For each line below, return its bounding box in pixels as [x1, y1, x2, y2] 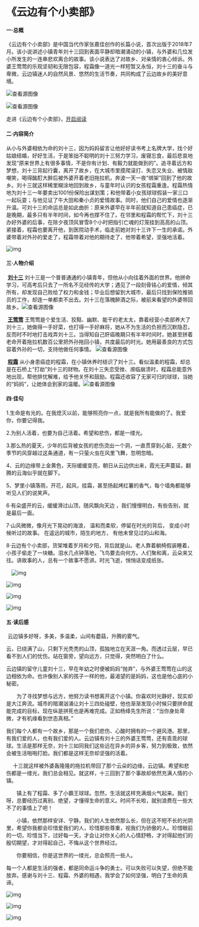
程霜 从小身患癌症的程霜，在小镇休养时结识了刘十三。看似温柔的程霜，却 [7, 358, 185, 365]
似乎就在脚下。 [26, 469, 63, 476]
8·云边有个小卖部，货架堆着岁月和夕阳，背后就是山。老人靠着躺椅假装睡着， [6, 542, 192, 548]
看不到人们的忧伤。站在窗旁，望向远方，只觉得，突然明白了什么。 [6, 653, 167, 660]
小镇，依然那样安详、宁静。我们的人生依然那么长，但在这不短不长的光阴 [16, 817, 193, 824]
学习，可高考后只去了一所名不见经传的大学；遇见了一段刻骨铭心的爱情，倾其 [6, 281, 193, 288]
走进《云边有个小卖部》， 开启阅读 [6, 116, 87, 123]
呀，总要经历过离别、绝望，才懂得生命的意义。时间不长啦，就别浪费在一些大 [6, 797, 193, 804]
